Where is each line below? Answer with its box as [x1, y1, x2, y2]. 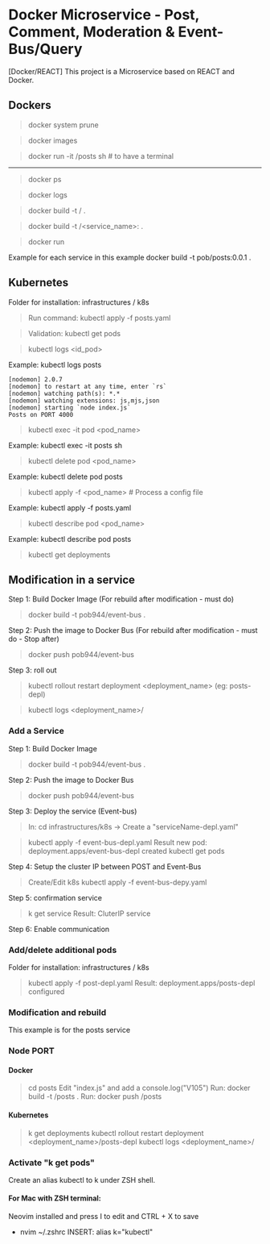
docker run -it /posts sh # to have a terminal [27, 151, 174, 160]
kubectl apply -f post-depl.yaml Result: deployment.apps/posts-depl [27, 978, 256, 988]
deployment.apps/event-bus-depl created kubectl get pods [27, 846, 225, 855]
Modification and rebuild [8, 1006, 107, 1017]
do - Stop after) [8, 634, 60, 644]
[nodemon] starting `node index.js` [8, 403, 131, 412]
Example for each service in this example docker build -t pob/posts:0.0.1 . [8, 252, 252, 262]
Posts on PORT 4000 [8, 410, 74, 418]
